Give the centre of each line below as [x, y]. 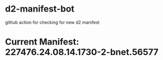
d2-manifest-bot [40, 9]
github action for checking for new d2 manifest [52, 22]
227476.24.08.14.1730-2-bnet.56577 [82, 52]
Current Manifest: [42, 42]
